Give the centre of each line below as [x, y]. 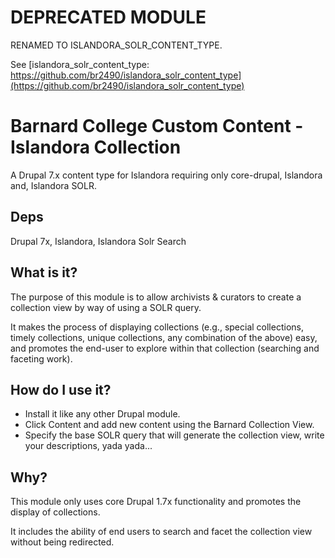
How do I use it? [61, 389]
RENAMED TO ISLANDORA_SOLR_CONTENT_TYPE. [116, 45]
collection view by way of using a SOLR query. [106, 307]
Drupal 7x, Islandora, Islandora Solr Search [98, 241]
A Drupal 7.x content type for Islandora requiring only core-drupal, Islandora [166, 175]
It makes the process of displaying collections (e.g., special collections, [157, 327]
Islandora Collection [96, 147]
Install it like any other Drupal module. [102, 414]
